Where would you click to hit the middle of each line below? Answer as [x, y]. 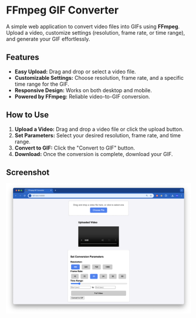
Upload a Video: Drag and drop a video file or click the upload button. [99, 129]
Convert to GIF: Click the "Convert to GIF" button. [75, 148]
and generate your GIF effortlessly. [48, 39]
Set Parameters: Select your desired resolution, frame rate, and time [97, 135]
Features [23, 57]
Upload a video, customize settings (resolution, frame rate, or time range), [96, 32]
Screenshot [28, 172]
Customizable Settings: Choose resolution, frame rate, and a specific [99, 77]
